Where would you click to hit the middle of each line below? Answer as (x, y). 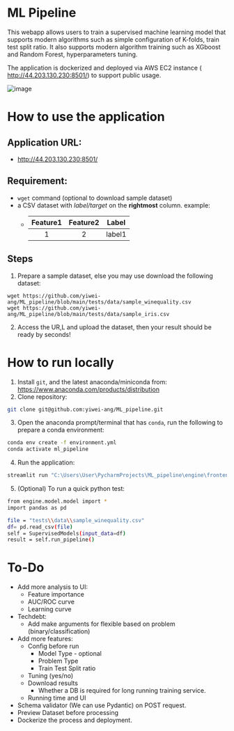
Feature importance (56, 595)
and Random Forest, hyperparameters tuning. (72, 54)
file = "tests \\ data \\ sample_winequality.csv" (76, 520)
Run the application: (46, 463)
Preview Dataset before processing (68, 713)
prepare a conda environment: (61, 430)
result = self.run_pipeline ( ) (51, 540)
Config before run (53, 646)
